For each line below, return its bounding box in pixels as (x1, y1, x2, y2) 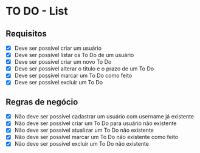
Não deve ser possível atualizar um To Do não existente (14, 126, 154, 134)
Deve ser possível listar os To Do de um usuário (14, 52, 134, 59)
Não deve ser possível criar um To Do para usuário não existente (14, 120, 177, 127)
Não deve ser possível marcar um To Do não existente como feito (14, 134, 179, 141)
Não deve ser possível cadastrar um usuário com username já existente (14, 113, 195, 120)
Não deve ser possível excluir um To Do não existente (14, 140, 150, 148)
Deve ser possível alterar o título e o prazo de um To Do (14, 65, 154, 72)
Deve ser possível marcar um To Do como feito (14, 72, 133, 80)
